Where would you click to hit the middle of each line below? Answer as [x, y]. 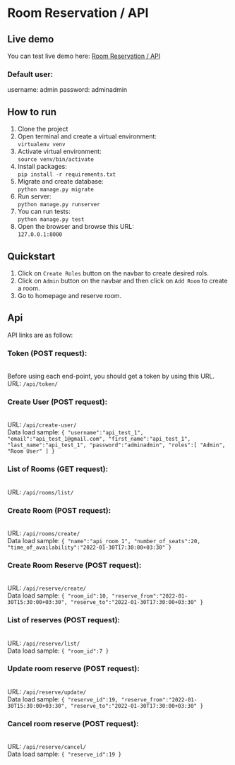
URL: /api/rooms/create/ [44, 533]
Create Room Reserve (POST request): [74, 565]
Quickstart [31, 256]
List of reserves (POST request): [64, 620]
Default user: [30, 74]
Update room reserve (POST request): [73, 669]
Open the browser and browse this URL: [76, 227]
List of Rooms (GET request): [58, 469]
